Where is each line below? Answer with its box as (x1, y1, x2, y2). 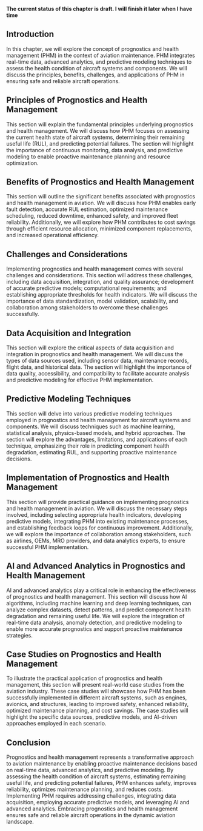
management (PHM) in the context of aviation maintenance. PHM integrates (6, 52, 196, 59)
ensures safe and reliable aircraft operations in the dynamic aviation (6, 812, 176, 819)
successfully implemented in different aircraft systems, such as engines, (6, 694, 187, 701)
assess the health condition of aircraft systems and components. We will (6, 64, 188, 72)
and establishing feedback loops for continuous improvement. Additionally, (6, 524, 193, 531)
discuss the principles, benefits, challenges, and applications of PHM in (6, 71, 185, 78)
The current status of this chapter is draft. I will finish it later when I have (6, 5, 193, 12)
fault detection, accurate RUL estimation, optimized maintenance (6, 206, 168, 213)
